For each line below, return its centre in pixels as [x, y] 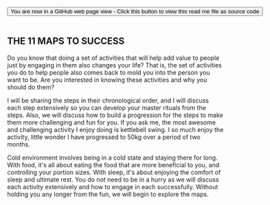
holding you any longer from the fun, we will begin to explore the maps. [108, 194]
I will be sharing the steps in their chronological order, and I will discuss [108, 100]
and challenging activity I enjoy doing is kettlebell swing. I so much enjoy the [115, 129]
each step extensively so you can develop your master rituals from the [106, 107]
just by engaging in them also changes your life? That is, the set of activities [114, 65]
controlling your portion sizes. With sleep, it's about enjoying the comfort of [114, 172]
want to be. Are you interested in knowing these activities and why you [107, 80]
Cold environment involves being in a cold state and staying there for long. [112, 158]
